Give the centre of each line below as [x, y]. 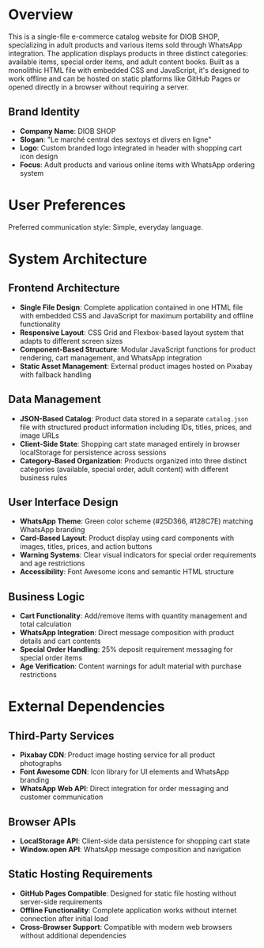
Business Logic [47, 597]
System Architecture [78, 259]
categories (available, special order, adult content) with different [124, 469]
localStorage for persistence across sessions [93, 452]
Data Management [55, 400]
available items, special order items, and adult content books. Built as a [124, 62]
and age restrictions [52, 563]
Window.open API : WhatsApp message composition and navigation [130, 849]
